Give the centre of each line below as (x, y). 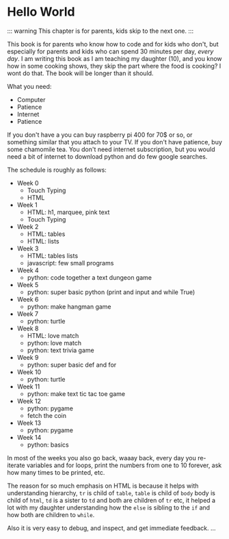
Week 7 (28, 314)
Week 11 (28, 386)
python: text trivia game (60, 350)
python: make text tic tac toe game (76, 393)
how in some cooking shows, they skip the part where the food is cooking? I (114, 66)
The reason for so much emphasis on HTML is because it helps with (103, 486)
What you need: (29, 86)
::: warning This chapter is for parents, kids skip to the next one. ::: (100, 31)
